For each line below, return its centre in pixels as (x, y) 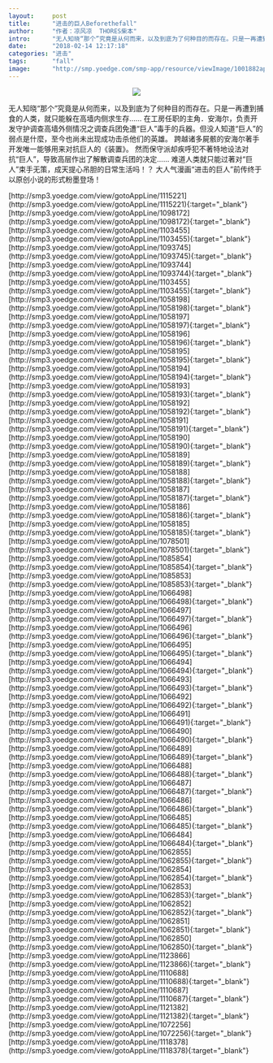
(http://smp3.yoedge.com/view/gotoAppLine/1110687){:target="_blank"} (129, 998)
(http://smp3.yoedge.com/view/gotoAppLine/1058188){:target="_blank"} (130, 480)
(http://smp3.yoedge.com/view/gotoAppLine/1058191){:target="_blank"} (129, 428)
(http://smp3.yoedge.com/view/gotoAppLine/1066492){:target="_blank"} (131, 705)
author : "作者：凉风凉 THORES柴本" (73, 31)
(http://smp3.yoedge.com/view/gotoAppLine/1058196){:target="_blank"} (130, 342)
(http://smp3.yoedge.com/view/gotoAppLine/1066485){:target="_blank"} (131, 826)
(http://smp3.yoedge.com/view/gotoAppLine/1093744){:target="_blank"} (130, 273)
